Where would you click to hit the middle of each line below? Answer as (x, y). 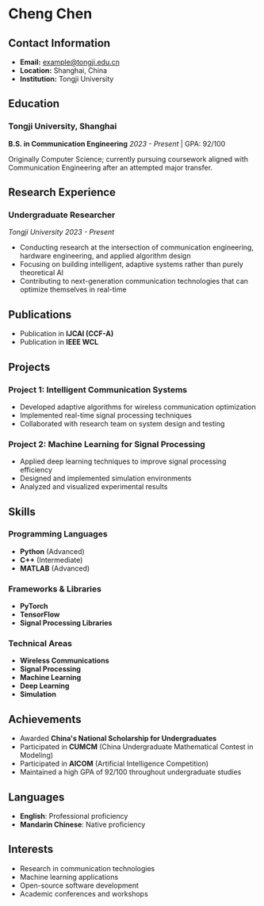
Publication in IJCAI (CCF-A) (67, 334)
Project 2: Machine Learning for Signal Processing (107, 444)
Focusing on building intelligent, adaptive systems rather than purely (131, 264)
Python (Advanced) (52, 551)
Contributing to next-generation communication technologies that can (134, 281)
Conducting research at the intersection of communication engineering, (136, 247)
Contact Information (59, 43)
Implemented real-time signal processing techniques (106, 415)
